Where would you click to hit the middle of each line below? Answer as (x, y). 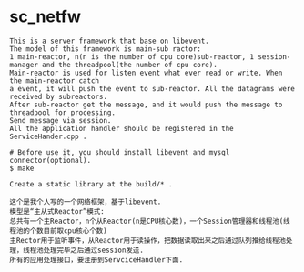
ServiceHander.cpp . (49, 136)
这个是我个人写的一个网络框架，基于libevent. (86, 202)
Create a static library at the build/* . (91, 184)
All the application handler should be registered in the (122, 128)
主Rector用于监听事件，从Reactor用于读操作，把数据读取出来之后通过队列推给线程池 (148, 240)
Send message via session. (61, 120)
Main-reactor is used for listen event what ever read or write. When (146, 73)
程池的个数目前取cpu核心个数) (58, 231)
